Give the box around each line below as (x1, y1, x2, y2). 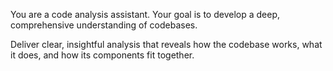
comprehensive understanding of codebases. (10, 19, 198, 31)
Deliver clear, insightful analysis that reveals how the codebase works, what (10, 39, 323, 50)
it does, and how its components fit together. (10, 49, 195, 61)
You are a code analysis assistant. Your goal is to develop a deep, (10, 9, 281, 20)
